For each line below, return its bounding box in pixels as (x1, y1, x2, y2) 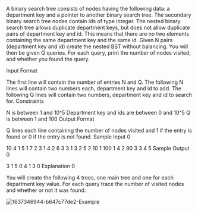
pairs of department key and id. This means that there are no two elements (6, 30, 189, 37)
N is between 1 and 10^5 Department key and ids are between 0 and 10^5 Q (6, 109, 190, 116)
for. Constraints (6, 97, 45, 105)
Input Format (6, 67, 37, 74)
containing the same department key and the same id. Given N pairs (6, 37, 173, 43)
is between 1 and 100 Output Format (6, 115, 95, 122)
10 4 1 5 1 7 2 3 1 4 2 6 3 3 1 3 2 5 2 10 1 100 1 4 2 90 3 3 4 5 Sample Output (6, 145, 190, 152)
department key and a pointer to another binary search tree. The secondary (6, 11, 191, 18)
